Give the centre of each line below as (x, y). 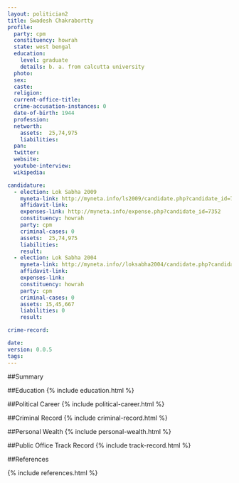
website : (27, 159)
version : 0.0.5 (30, 349)
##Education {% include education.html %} (71, 390)
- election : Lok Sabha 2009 (55, 192)
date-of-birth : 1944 (44, 113)
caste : (23, 87)
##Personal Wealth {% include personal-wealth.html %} (90, 431)
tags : (15, 356)
